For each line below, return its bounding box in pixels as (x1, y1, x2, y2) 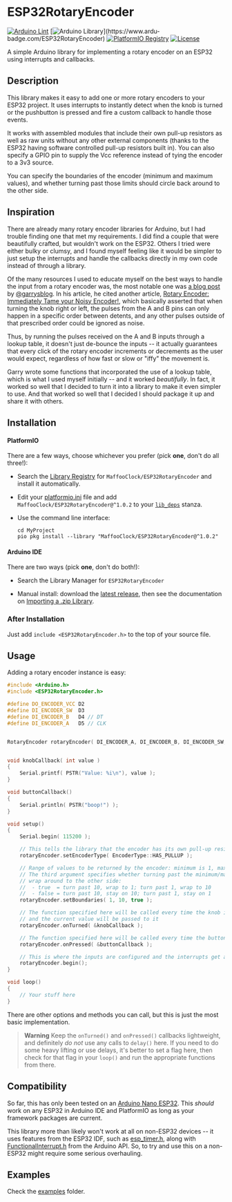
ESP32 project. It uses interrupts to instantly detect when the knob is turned (7, 101, 223, 109)
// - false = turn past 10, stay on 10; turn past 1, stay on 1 (19, 890, 212, 897)
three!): (7, 459, 28, 467)
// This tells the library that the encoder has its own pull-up (19, 846, 212, 853)
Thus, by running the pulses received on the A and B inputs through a (7, 332, 205, 341)
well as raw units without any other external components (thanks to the (7, 136, 209, 144)
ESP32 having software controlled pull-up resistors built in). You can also (7, 143, 215, 152)
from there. (23, 1060, 57, 1069)
